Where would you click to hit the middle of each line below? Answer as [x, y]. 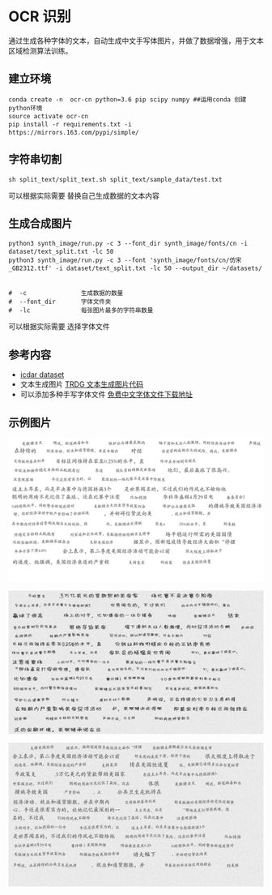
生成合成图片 [40, 223]
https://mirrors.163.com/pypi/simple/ [74, 132]
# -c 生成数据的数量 [66, 293]
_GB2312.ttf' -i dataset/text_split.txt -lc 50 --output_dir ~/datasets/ [136, 268]
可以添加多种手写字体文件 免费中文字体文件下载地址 [106, 395]
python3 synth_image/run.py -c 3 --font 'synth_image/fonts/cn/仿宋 [125, 260]
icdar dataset [42, 375]
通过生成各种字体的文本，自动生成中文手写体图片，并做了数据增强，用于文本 [136, 41]
